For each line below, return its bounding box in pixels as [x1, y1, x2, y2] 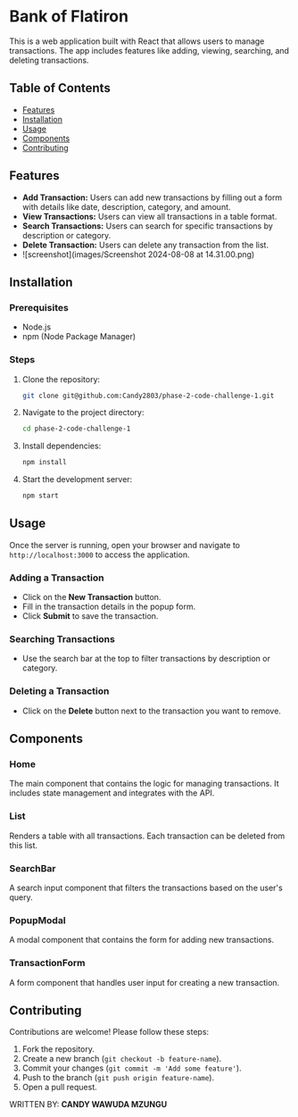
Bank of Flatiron [9, 6, 129, 27]
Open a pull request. [21, 1082, 98, 1093]
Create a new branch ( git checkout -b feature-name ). [21, 1054, 222, 1064]
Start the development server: [21, 474, 133, 485]
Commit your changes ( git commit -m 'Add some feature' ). [21, 1063, 243, 1073]
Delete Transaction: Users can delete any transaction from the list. [21, 239, 269, 250]
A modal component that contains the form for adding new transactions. [9, 935, 275, 946]
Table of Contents [9, 80, 112, 96]
